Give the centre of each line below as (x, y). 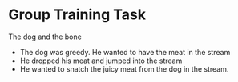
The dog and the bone (45, 37)
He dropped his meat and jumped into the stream (101, 61)
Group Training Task (77, 15)
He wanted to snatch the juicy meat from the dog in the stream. (124, 68)
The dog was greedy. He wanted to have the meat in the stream (125, 52)
